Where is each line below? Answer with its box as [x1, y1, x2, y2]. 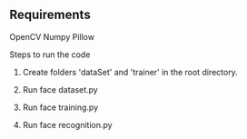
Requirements [9, 7, 91, 23]
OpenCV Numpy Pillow [9, 31, 95, 42]
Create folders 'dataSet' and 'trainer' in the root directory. [22, 66, 238, 77]
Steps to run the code [9, 49, 91, 60]
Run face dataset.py [22, 84, 98, 94]
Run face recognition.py [22, 119, 113, 130]
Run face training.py [22, 102, 99, 113]
